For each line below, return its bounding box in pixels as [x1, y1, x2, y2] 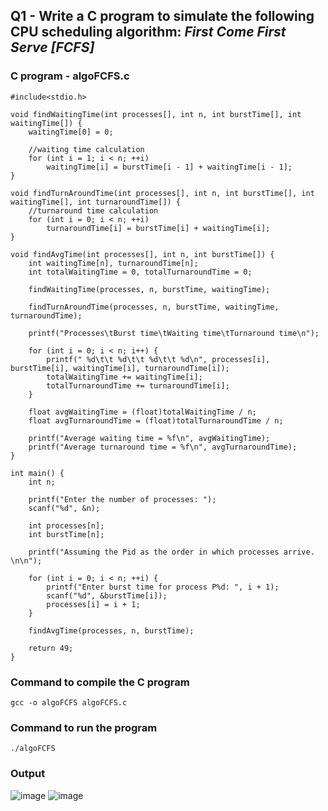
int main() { [10, 468, 65, 478]
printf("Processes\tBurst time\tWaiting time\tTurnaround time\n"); [28, 328, 320, 338]
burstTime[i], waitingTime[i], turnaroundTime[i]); [10, 363, 230, 373]
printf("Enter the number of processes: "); [28, 494, 217, 504]
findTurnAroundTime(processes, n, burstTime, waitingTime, [28, 302, 280, 312]
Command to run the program [10, 720, 158, 734]
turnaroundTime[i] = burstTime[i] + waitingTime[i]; [46, 223, 271, 233]
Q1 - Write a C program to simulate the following [10, 8, 315, 25]
